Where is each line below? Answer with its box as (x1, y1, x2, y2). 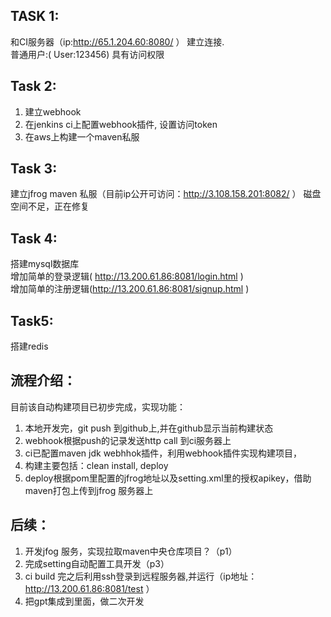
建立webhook (24, 105, 82, 118)
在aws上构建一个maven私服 (24, 130, 140, 143)
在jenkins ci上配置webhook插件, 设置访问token (24, 118, 218, 130)
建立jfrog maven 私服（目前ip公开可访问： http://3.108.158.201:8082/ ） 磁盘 (10, 188, 322, 200)
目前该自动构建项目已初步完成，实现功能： (10, 400, 186, 413)
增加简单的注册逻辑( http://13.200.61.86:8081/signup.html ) (10, 283, 250, 295)
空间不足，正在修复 (10, 200, 90, 213)
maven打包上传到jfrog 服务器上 (24, 484, 154, 496)
